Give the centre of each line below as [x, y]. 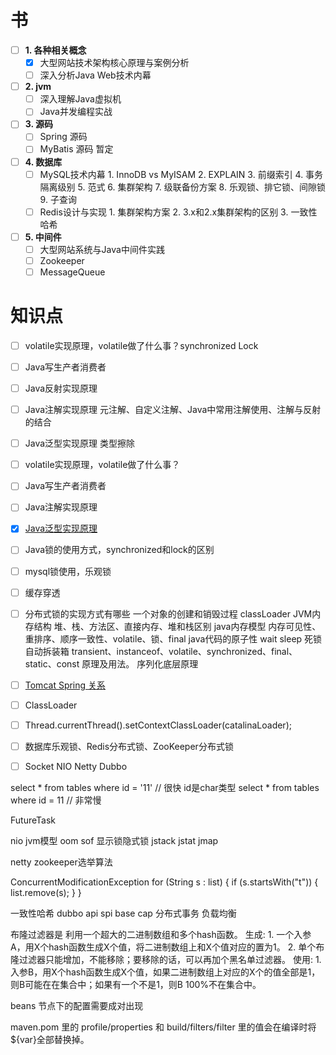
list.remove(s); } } [46, 892]
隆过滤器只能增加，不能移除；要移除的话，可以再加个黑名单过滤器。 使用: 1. [166, 959]
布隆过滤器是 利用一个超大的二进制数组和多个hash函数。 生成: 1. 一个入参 [161, 934]
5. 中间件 [43, 237]
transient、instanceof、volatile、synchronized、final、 [184, 651]
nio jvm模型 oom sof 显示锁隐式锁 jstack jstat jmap [114, 840]
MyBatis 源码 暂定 [76, 149]
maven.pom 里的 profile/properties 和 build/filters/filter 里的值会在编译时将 [163, 1027]
